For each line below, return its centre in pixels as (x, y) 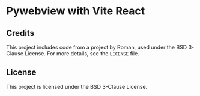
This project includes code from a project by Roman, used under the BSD (97, 47)
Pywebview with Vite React (76, 11)
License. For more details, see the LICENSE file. (82, 54)
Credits (20, 33)
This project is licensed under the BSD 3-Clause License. (77, 86)
